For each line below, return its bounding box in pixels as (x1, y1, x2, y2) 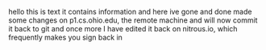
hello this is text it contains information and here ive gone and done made (8, 7, 252, 16)
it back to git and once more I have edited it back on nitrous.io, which (8, 24, 238, 33)
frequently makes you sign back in (8, 32, 123, 42)
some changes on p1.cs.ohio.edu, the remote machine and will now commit (8, 15, 258, 25)
